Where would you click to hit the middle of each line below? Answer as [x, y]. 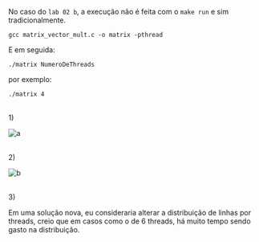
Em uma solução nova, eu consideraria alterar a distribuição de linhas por [129, 213]
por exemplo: [30, 79]
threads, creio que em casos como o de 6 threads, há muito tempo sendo [129, 221]
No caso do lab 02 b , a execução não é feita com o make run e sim [119, 12]
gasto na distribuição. [44, 230]
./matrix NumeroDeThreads [51, 64]
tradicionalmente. [37, 20]
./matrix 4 [26, 94]
